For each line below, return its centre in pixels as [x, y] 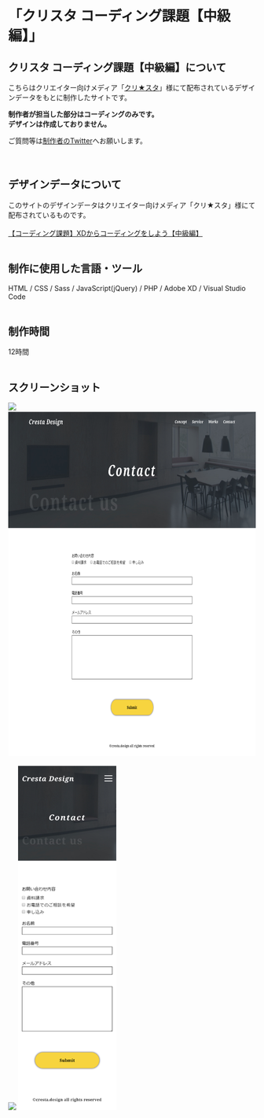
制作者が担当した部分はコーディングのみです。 [83, 114]
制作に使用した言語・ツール [75, 269]
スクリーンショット [54, 387]
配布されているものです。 [49, 215]
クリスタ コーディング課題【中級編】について [117, 67]
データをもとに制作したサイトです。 [73, 98]
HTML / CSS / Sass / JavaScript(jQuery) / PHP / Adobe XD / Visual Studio [127, 288]
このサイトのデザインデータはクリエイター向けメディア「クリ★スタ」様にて [132, 205]
